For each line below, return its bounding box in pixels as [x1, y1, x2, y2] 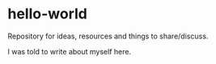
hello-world [7, 5, 88, 23]
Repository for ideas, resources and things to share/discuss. [7, 31, 209, 41]
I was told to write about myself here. [7, 46, 131, 56]
